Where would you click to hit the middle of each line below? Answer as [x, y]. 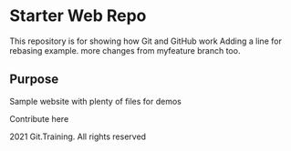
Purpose [34, 80]
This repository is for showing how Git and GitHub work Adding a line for [146, 41]
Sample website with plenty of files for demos [96, 101]
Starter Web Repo [78, 16]
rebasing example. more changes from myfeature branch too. [125, 50]
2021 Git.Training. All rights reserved [78, 136]
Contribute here [39, 118]
